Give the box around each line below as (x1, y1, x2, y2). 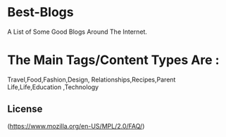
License (7, 103, 43, 115)
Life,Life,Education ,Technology (7, 82, 99, 91)
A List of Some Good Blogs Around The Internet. (7, 27, 148, 36)
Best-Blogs (7, 4, 74, 20)
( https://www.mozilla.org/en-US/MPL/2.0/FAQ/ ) (7, 122, 145, 130)
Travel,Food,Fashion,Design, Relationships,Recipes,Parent (7, 75, 176, 84)
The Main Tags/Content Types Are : (7, 52, 220, 68)
